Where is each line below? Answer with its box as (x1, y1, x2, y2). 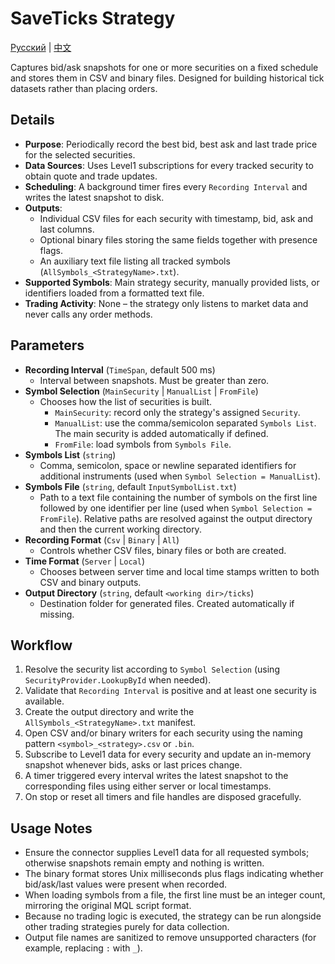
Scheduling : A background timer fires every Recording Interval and (24, 180, 308, 192)
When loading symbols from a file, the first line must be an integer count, (24, 889, 326, 901)
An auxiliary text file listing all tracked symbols (39, 255, 231, 267)
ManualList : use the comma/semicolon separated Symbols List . (54, 417, 317, 429)
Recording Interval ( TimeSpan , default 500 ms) (24, 363, 216, 376)
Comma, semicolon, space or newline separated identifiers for (39, 459, 297, 471)
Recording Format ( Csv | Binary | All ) (24, 533, 180, 546)
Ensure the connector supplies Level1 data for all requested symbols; (24, 847, 310, 859)
